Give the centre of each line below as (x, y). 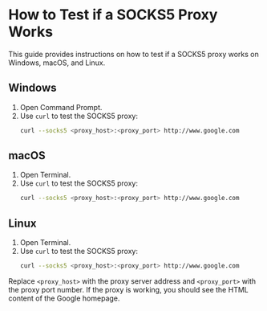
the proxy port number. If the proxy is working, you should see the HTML (128, 290)
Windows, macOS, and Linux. (57, 63)
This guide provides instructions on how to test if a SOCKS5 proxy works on (133, 54)
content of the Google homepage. (64, 298)
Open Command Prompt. (61, 107)
